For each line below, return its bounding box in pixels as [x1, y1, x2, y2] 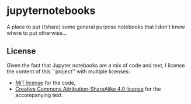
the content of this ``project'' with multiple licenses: [6, 68, 130, 75]
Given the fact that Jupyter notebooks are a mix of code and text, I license [6, 62, 185, 69]
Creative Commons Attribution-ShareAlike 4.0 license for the [15, 85, 161, 92]
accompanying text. [15, 91, 63, 98]
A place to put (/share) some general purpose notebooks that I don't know [6, 23, 186, 30]
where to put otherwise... [6, 29, 67, 36]
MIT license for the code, [15, 79, 76, 86]
